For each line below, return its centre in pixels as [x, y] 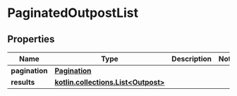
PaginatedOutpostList [73, 13]
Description [192, 59]
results [23, 82]
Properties [31, 39]
